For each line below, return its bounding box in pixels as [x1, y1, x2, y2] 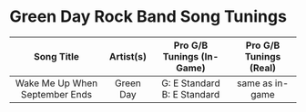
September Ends [21, 88, 93, 100]
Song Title [33, 50, 80, 62]
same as [236, 77, 273, 89]
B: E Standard [161, 88, 220, 100]
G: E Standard [160, 77, 220, 89]
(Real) [249, 61, 276, 74]
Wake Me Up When [15, 77, 98, 89]
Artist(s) [108, 50, 148, 62]
